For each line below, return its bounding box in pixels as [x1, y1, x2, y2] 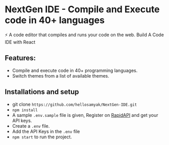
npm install [12, 107, 38, 113]
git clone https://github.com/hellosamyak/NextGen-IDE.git [12, 101, 137, 107]
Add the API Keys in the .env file [12, 128, 80, 134]
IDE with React [5, 39, 36, 45]
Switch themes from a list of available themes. [12, 72, 109, 79]
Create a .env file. [12, 123, 50, 129]
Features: [5, 54, 36, 62]
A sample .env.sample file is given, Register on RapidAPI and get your [12, 112, 159, 118]
